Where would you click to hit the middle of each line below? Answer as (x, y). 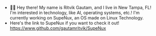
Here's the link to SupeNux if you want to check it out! (64, 23)
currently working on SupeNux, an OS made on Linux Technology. (77, 18)
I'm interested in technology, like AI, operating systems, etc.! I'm (75, 13)
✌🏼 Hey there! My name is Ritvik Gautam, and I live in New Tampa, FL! (80, 8)
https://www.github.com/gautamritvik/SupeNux (58, 28)
